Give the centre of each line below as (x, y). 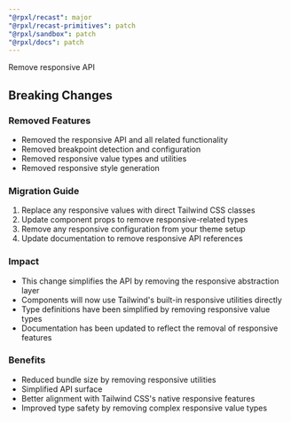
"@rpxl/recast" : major (50, 17)
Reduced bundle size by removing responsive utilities (118, 379)
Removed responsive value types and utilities (104, 158)
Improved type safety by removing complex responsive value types (144, 408)
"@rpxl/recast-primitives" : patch (72, 26)
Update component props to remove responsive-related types (134, 220)
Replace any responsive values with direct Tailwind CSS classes (138, 210)
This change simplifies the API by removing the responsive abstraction (150, 281)
